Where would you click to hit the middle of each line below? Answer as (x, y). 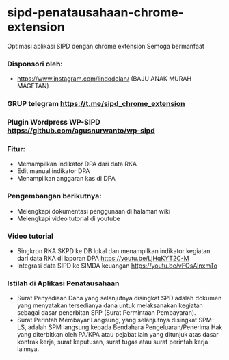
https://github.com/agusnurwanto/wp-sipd (81, 131)
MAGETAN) (33, 86)
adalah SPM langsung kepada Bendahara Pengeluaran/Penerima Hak (125, 327)
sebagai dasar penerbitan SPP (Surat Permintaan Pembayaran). (106, 313)
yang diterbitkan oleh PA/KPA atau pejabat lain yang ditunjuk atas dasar (118, 335)
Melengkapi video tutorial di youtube (69, 218)
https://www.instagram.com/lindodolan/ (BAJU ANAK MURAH (104, 79)
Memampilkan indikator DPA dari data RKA (77, 164)
